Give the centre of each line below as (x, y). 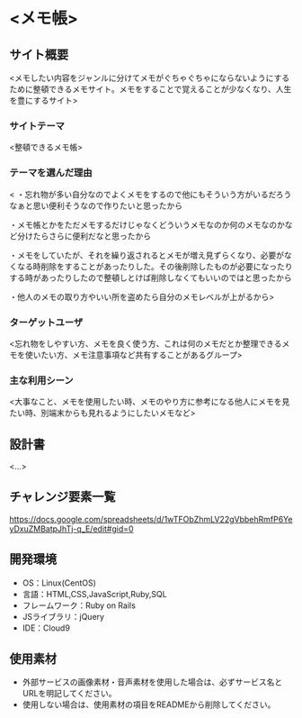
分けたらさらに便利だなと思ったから (84, 236)
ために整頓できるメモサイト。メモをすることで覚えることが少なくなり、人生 (151, 89)
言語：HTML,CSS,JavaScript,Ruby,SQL (95, 594)
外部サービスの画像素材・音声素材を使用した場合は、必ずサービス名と (152, 682)
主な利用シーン (41, 380)
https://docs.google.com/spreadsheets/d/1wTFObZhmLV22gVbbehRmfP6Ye (151, 519)
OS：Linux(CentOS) (59, 583)
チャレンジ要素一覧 (62, 497)
